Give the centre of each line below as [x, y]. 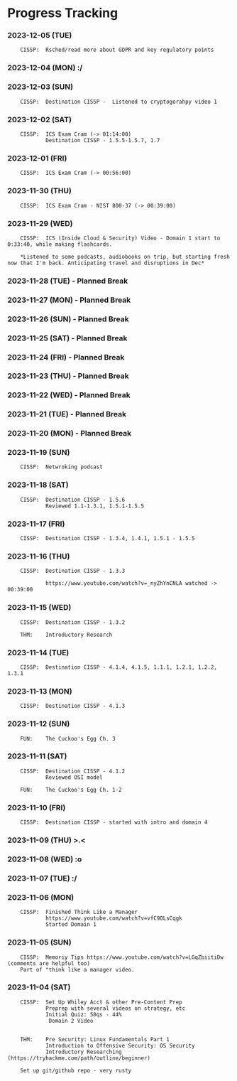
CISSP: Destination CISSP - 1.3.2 [73, 622]
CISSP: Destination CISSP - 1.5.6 [73, 500]
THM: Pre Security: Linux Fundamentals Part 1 [95, 1039]
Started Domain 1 [71, 925]
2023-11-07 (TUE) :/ [42, 878]
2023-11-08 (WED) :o [45, 859]
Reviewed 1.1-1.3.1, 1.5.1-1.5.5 [94, 506]
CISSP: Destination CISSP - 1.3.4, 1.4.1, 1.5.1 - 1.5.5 [108, 539]
